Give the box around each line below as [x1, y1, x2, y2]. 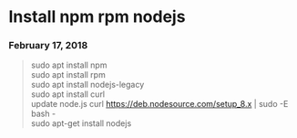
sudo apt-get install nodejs [30, 118, 132, 129]
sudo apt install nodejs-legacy [30, 80, 145, 90]
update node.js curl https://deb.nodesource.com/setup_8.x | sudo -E [30, 99, 289, 110]
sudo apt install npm [30, 59, 108, 70]
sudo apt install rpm [30, 69, 106, 80]
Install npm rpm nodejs [8, 6, 186, 27]
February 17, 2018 [8, 39, 88, 52]
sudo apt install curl [30, 89, 106, 100]
